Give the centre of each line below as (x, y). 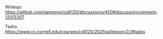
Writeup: (14, 7)
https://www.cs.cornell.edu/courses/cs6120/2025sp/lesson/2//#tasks (75, 32)
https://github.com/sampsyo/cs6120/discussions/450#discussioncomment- (81, 12)
